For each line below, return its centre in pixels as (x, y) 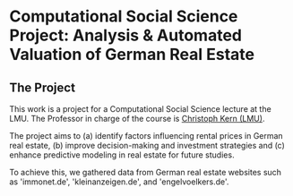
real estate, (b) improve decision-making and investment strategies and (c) (147, 145)
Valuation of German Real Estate (132, 55)
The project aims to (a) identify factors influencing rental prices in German (146, 136)
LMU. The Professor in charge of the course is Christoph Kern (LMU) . (137, 119)
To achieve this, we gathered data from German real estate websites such (146, 172)
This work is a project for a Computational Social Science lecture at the (140, 109)
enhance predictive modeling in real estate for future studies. (122, 155)
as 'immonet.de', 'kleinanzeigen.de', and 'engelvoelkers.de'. (119, 182)
